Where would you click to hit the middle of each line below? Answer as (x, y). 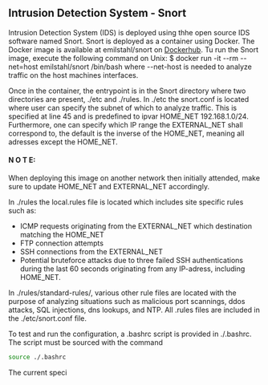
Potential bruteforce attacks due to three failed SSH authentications (131, 261)
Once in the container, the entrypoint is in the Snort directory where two (127, 91)
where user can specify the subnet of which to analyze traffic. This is (123, 107)
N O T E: (22, 160)
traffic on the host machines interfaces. (73, 75)
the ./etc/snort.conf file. (47, 318)
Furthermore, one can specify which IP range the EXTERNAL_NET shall (126, 124)
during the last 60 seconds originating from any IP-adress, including (132, 269)
